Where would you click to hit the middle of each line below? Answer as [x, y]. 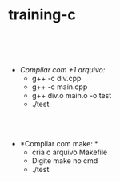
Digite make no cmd [65, 160]
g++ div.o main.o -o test [72, 95]
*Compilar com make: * [59, 143]
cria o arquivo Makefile [70, 152]
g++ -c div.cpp [56, 78]
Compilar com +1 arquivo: [62, 69]
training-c [42, 15]
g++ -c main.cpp [60, 87]
